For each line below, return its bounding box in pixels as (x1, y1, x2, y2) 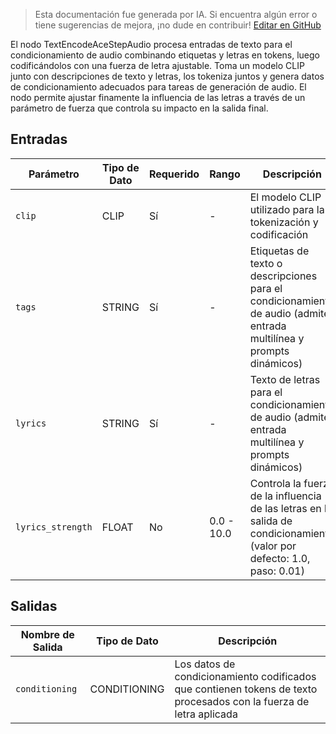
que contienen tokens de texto (174, 682, 318, 696)
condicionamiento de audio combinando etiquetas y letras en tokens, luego (10, 49, 321, 61)
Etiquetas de (249, 244, 310, 258)
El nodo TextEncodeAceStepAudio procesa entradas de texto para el (10, 39, 293, 50)
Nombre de (20, 627, 75, 641)
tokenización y (249, 215, 319, 229)
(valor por (249, 539, 297, 553)
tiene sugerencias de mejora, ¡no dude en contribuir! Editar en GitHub (34, 19, 322, 31)
